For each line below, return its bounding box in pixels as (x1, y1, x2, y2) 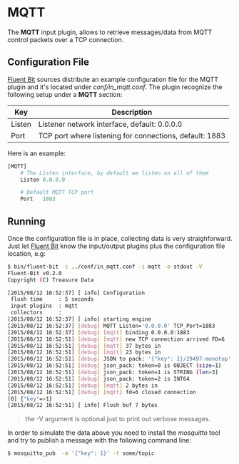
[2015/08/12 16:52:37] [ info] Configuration (7, 289, 145, 297)
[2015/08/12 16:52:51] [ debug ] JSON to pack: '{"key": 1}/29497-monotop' (7, 356, 232, 363)
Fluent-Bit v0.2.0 (7, 269, 62, 277)
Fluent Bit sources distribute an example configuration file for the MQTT (7, 75, 219, 83)
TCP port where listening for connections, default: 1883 (38, 130, 226, 140)
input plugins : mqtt (10, 302, 78, 310)
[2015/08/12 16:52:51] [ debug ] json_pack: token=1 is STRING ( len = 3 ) (7, 368, 219, 376)
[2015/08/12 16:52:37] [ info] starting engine (7, 316, 152, 323)
